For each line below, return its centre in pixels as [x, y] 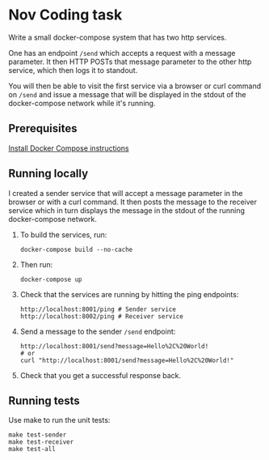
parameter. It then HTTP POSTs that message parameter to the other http [130, 62]
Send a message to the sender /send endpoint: [98, 331]
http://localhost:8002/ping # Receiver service [101, 316]
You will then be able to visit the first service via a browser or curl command [135, 86]
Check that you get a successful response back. [101, 375]
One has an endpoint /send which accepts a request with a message [122, 53]
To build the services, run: [63, 234]
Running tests [44, 400]
